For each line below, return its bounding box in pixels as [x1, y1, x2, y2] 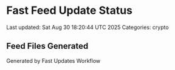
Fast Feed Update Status [6, 4, 132, 17]
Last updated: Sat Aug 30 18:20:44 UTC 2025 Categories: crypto [6, 24, 169, 31]
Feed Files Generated [6, 41, 89, 51]
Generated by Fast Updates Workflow [6, 57, 101, 64]
